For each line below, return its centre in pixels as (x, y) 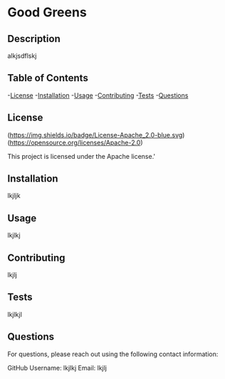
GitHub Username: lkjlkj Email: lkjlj (57, 368)
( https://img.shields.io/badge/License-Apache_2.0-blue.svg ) (96, 135)
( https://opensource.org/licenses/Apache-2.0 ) (75, 142)
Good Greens (47, 12)
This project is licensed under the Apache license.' (82, 156)
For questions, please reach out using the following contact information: (113, 354)
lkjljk (14, 196)
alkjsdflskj (22, 56)
